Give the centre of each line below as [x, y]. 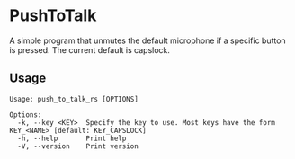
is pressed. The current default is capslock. [90, 49]
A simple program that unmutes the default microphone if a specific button [147, 40]
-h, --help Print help [72, 138]
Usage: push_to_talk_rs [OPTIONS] [74, 99]
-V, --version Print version [78, 146]
